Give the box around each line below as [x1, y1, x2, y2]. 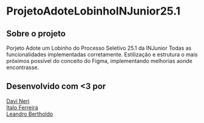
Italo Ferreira [6, 104, 38, 111]
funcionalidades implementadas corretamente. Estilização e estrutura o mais [6, 51, 198, 58]
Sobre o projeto [6, 28, 66, 39]
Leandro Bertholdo [6, 110, 53, 118]
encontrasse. [6, 64, 39, 71]
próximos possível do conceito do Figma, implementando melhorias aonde [6, 58, 192, 64]
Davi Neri [6, 97, 30, 104]
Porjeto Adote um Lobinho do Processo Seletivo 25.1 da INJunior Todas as [6, 44, 192, 52]
